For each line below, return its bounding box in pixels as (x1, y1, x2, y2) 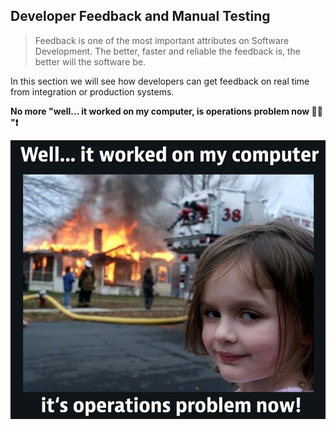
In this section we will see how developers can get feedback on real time (10, 75, 310, 87)
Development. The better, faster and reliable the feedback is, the (34, 45, 302, 57)
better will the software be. (34, 55, 146, 68)
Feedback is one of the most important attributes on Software (34, 34, 290, 46)
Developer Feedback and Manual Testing (10, 8, 271, 25)
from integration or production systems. (10, 85, 175, 98)
